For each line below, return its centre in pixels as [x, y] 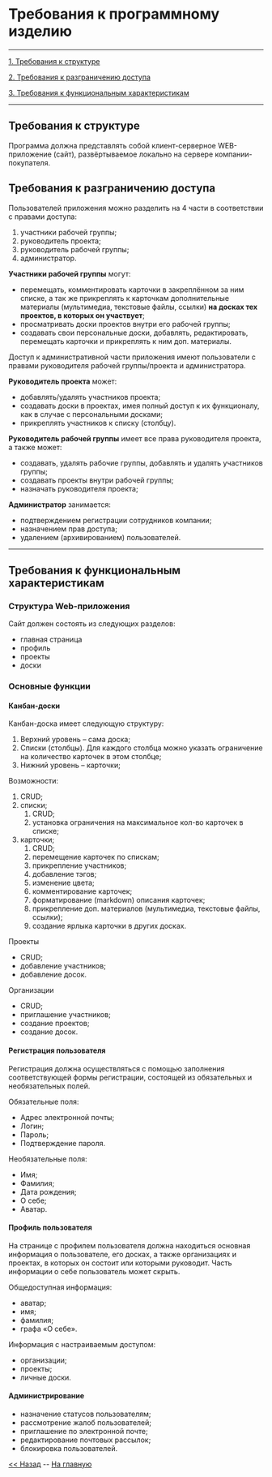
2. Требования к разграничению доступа [80, 77]
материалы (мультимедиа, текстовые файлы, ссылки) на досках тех [138, 307]
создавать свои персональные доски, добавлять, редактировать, [134, 333]
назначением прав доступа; [68, 529]
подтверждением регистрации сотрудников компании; [116, 520]
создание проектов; [55, 1024]
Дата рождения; [48, 1191]
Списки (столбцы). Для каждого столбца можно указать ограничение [141, 748]
